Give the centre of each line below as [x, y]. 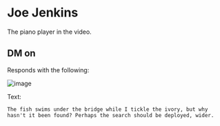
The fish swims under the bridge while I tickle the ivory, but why [108, 109]
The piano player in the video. [49, 32]
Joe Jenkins [43, 13]
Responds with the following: [48, 70]
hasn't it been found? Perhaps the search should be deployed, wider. [111, 115]
